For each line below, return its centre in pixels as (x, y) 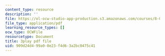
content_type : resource (29, 9)
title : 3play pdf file (28, 41)
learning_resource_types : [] (35, 28)
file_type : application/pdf (34, 23)
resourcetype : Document (29, 37)
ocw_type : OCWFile (24, 32)
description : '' (22, 14)
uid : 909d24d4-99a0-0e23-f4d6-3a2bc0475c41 (50, 46)
